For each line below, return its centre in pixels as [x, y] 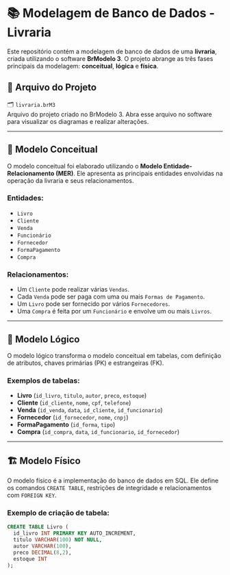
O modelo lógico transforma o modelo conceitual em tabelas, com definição [114, 355]
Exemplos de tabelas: [43, 381]
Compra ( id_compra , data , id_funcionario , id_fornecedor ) [98, 432]
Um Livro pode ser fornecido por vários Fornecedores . [93, 304]
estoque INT [30, 559]
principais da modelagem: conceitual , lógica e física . [83, 66]
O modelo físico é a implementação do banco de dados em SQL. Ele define [113, 481]
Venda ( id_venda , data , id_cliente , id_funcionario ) [90, 410]
